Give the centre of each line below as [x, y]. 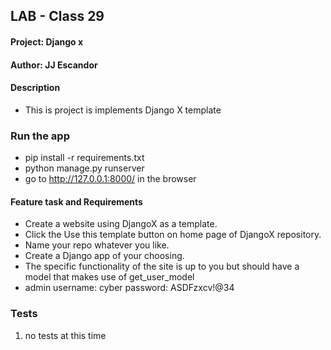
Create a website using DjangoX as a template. [121, 224]
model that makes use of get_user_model [109, 277]
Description [35, 88]
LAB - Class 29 [57, 16]
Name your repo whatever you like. [97, 245]
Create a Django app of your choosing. [104, 256]
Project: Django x [47, 41]
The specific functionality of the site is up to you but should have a [162, 266]
